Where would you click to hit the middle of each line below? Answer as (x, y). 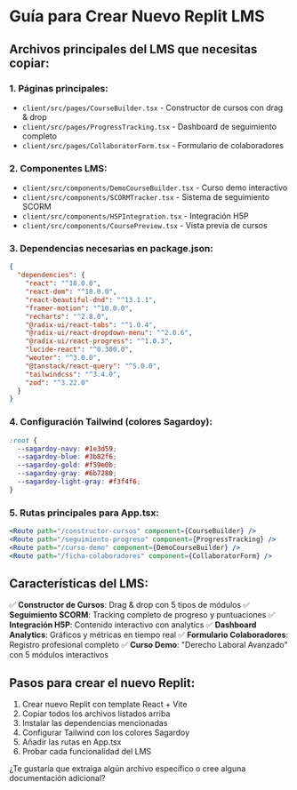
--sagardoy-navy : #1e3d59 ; (67, 449)
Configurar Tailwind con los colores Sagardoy (106, 733)
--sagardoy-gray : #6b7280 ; (67, 474)
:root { (24, 440)
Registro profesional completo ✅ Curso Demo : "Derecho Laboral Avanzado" (148, 645)
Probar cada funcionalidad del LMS (87, 752)
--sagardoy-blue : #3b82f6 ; (67, 457)
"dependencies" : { (52, 275)
